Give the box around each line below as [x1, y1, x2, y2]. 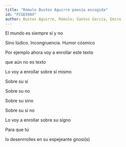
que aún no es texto [5, 59, 46, 65]
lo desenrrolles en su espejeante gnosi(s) [5, 137, 90, 143]
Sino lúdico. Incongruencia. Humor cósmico [5, 40, 95, 46]
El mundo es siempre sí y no [5, 30, 63, 36]
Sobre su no [5, 88, 30, 94]
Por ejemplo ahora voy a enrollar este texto [5, 49, 94, 55]
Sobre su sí [5, 78, 28, 85]
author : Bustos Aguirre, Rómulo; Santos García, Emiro [5, 16, 122, 21]
